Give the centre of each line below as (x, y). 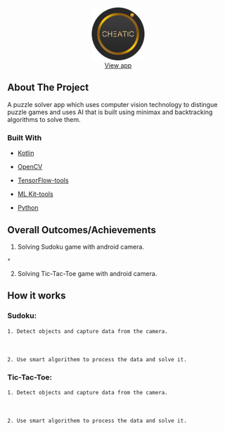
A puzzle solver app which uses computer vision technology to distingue (112, 104)
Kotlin (26, 153)
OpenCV (30, 167)
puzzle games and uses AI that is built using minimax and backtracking (110, 112)
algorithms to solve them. (44, 119)
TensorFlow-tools (43, 180)
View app (118, 65)
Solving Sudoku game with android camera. (81, 246)
